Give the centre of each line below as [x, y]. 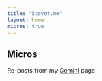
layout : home [26, 20]
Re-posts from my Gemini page [51, 71]
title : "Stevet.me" [35, 13]
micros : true [26, 26]
